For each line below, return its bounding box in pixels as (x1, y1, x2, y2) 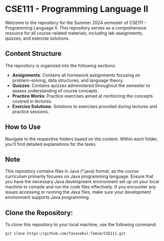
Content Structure (5, 50, 62, 58)
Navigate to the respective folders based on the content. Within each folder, (5, 136, 158, 142)
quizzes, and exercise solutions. (5, 35, 70, 41)
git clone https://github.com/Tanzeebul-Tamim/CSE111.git (5, 231, 126, 236)
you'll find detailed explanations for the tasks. (5, 141, 97, 147)
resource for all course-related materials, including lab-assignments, (5, 30, 143, 36)
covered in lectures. (12, 98, 53, 104)
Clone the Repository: (5, 209, 73, 217)
